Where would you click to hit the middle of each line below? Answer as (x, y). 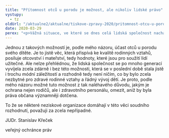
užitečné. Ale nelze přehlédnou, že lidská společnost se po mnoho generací (84, 63)
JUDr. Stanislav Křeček (29, 120)
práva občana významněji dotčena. (41, 95)
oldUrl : (13, 24)
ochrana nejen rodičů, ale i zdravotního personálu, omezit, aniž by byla (78, 90)
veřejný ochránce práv (28, 130)
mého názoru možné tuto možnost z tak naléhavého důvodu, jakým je (77, 85)
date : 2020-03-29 (23, 29)
